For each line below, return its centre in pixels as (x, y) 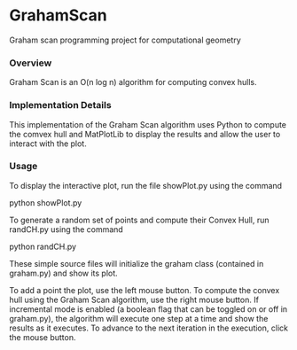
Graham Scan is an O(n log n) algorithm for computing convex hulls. (133, 82)
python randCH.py (43, 246)
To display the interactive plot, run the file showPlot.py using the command (145, 185)
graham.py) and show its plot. (63, 273)
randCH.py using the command (66, 229)
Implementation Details (61, 105)
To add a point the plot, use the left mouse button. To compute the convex (145, 290)
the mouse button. (43, 337)
